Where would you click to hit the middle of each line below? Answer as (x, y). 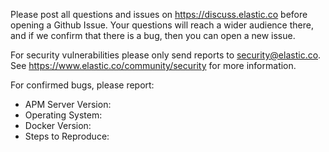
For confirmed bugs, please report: (82, 85)
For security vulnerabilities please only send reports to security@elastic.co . (166, 55)
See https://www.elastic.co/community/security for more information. (153, 65)
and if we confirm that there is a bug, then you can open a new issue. (153, 35)
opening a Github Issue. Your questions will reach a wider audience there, (162, 25)
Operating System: (63, 115)
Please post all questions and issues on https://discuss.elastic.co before (159, 14)
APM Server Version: (68, 104)
